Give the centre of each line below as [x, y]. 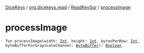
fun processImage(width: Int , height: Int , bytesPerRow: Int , [73, 41]
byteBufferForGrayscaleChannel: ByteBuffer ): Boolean [64, 45]
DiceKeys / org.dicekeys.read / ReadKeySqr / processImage [68, 7]
